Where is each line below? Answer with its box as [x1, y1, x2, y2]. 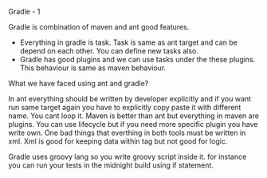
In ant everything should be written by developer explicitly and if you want [8, 94, 252, 103]
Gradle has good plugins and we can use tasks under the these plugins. [19, 55, 256, 64]
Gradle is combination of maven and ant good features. [8, 22, 190, 31]
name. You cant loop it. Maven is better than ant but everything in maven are [8, 111, 259, 121]
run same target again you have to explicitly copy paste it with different [8, 103, 241, 112]
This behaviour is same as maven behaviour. [19, 63, 167, 73]
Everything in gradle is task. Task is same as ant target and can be [19, 38, 238, 47]
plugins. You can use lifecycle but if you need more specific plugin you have [8, 120, 258, 129]
